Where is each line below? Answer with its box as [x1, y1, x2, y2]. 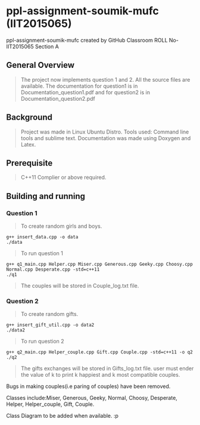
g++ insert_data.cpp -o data [6, 234, 79, 240]
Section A [35, 43, 60, 50]
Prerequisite [6, 158, 53, 168]
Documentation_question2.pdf [20, 95, 95, 102]
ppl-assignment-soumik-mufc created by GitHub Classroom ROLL [6, 36, 168, 44]
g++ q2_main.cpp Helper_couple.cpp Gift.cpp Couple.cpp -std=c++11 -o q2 [6, 349, 193, 355]
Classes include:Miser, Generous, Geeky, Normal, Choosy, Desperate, [6, 395, 177, 402]
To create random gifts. [20, 311, 79, 318]
